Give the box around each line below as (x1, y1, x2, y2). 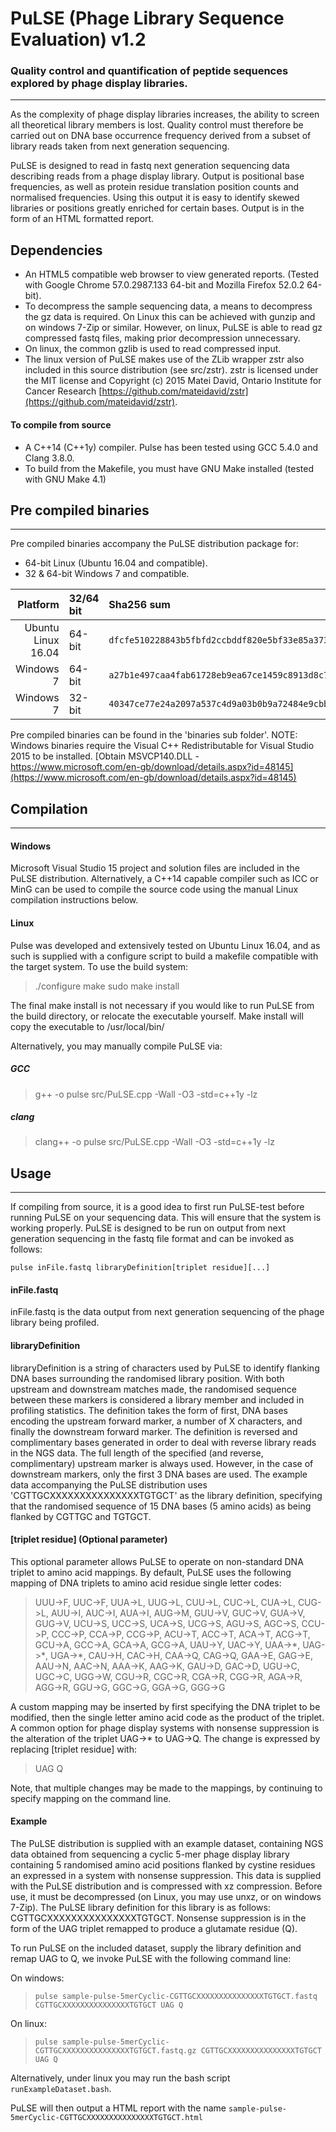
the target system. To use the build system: (10, 960, 188, 972)
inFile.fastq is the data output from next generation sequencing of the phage (10, 1306, 325, 1318)
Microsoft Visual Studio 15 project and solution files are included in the (10, 862, 300, 874)
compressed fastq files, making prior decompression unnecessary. (24, 332, 301, 344)
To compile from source (10, 418, 112, 431)
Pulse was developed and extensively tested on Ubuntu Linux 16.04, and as (10, 939, 321, 951)
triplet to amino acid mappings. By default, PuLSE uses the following (10, 1566, 292, 1578)
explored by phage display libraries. (10, 77, 188, 91)
